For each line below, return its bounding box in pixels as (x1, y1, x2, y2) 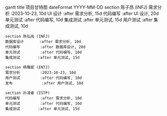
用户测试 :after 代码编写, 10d (5, 75, 82, 80)
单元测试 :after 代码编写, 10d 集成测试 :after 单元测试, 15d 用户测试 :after (5, 17, 153, 22)
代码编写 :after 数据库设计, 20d (5, 44, 86, 49)
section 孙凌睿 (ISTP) (5, 90, 50, 95)
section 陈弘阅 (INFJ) (5, 34, 50, 39)
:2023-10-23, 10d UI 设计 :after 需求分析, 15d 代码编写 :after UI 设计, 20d (10, 10, 159, 16)
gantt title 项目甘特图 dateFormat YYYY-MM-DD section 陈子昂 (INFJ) (5, 4, 148, 10)
